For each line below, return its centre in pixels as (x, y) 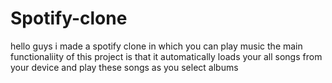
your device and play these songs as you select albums (124, 67)
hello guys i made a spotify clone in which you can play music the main (156, 46)
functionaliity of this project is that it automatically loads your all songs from (166, 56)
